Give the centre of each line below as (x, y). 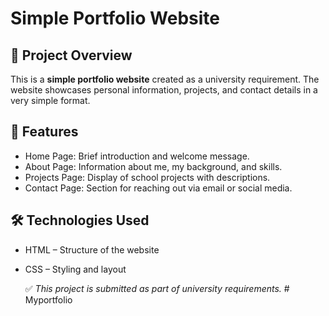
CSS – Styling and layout (75, 269)
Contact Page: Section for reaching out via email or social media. (158, 188)
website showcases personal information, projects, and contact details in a (164, 90)
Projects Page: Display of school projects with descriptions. (147, 177)
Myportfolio (48, 299)
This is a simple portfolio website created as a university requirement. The (165, 79)
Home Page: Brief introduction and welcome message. (137, 156)
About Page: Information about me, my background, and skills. (153, 166)
